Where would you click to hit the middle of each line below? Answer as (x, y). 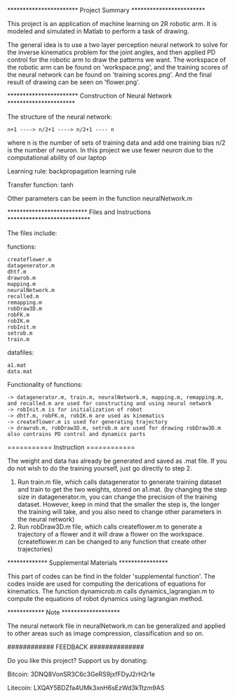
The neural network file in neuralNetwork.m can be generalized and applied (116, 626)
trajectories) (35, 549)
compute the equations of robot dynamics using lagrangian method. (106, 599)
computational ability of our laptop (57, 158)
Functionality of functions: (45, 384)
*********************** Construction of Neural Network (90, 96)
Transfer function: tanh (40, 185)
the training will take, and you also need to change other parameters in (120, 512)
